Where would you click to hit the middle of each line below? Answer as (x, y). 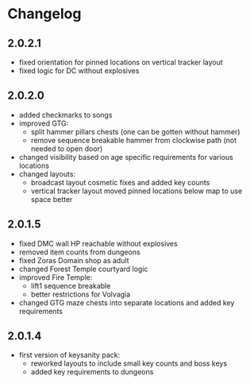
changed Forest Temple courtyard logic (83, 269)
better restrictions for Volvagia (81, 294)
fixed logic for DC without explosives (79, 71)
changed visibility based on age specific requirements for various (126, 157)
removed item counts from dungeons (79, 252)
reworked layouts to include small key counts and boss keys (129, 363)
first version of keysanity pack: (69, 355)
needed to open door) (67, 149)
